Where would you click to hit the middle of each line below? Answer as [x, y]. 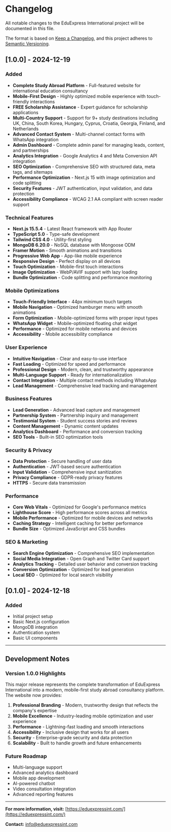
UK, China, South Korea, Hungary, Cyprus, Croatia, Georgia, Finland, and [89, 123]
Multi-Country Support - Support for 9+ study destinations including [85, 118]
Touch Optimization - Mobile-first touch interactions [68, 266]
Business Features [29, 399]
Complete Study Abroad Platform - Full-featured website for [77, 85]
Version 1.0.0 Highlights [36, 673]
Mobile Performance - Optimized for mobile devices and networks [83, 518]
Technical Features [30, 218]
